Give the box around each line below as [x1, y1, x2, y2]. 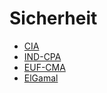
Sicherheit [9, 7, 98, 30]
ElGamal [23, 72, 59, 84]
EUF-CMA [23, 61, 66, 73]
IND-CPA [23, 50, 62, 62]
